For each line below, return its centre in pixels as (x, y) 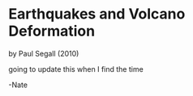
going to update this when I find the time (76, 69)
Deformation (52, 31)
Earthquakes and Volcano (97, 14)
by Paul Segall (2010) (44, 53)
